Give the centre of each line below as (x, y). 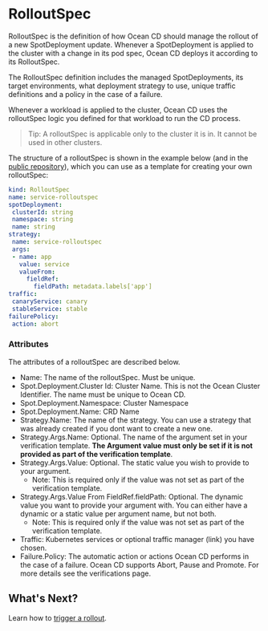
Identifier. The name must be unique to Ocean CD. (103, 394)
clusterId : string (43, 212)
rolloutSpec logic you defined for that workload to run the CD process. (124, 118)
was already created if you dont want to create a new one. (116, 428)
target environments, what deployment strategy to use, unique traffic (122, 86)
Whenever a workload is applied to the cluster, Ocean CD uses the (118, 110)
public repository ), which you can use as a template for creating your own (130, 166)
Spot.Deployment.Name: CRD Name (79, 411)
